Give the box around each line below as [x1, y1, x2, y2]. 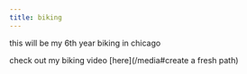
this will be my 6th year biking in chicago [9, 37, 161, 48]
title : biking [9, 12, 63, 22]
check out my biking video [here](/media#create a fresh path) [9, 54, 239, 65]
